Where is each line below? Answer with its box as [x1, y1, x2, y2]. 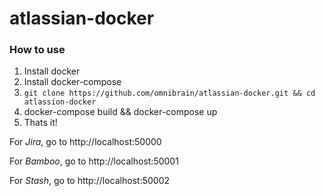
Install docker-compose [23, 76, 122, 88]
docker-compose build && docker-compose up [23, 106, 218, 118]
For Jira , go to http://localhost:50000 [9, 136, 162, 148]
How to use [9, 43, 66, 57]
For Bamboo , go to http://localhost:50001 [9, 155, 179, 167]
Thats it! [23, 117, 58, 129]
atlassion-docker [23, 97, 97, 107]
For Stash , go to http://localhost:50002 [9, 175, 171, 187]
